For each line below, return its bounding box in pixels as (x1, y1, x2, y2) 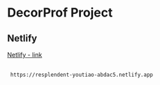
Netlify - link (7, 50, 43, 59)
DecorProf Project (7, 5, 113, 21)
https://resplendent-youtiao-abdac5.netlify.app (10, 71, 154, 78)
